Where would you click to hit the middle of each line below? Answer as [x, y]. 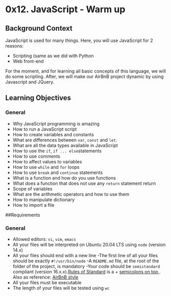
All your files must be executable [47, 282]
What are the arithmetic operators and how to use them [71, 194]
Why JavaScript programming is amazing [56, 124]
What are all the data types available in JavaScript [65, 145]
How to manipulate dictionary [44, 200]
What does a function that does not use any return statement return [84, 183]
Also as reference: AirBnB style [45, 277]
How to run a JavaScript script [45, 129]
